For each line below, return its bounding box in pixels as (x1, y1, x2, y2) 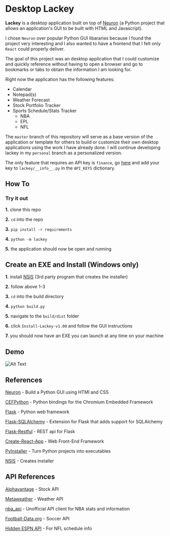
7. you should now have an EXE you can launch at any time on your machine (5, 333, 164, 339)
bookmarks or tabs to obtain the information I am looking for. (5, 66, 132, 73)
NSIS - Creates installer (5, 458, 54, 464)
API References (5, 473, 55, 481)
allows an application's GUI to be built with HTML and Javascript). (5, 25, 143, 31)
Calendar (12, 86, 32, 92)
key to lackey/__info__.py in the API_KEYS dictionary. (5, 165, 115, 171)
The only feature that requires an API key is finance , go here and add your (5, 159, 160, 165)
